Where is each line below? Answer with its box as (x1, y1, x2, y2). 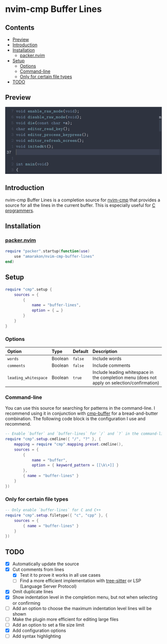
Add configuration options (12, 627, 66, 634)
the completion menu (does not (92, 375, 157, 381)
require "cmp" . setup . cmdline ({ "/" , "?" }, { (5, 437, 101, 442)
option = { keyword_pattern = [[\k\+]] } (31, 463, 119, 468)
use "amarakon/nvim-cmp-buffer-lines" (14, 254, 94, 259)
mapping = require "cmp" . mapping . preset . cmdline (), (14, 442, 123, 447)
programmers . (5, 207, 35, 213)
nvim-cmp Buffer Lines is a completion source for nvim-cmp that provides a (5, 197, 161, 203)
